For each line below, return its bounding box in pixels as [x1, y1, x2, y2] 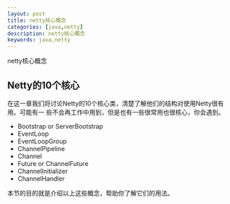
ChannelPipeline [17, 144, 65, 153]
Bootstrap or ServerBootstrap [17, 122, 103, 130]
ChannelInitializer [17, 167, 68, 175]
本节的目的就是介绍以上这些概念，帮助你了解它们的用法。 [7, 189, 174, 197]
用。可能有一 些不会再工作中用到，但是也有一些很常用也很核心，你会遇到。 [7, 108, 225, 116]
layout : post [7, 10, 46, 18]
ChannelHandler [17, 174, 65, 183]
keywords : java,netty [7, 37, 71, 44]
